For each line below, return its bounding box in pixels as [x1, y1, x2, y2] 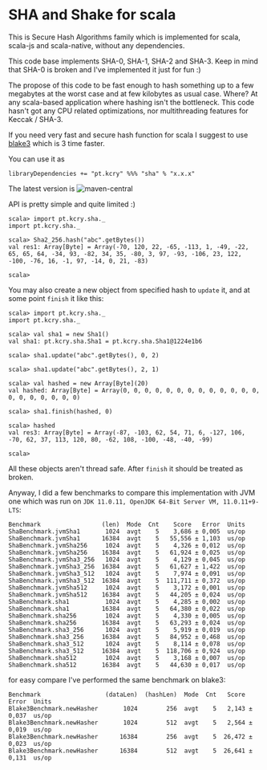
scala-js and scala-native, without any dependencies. [8, 40, 185, 50]
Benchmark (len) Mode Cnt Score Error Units [8, 520, 246, 528]
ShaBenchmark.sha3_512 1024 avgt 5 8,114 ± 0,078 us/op [8, 640, 246, 648]
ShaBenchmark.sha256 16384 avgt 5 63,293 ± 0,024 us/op [8, 618, 246, 627]
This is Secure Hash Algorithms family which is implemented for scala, [8, 32, 241, 42]
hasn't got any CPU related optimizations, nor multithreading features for [8, 106, 249, 116]
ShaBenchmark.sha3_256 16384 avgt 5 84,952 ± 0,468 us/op [8, 633, 246, 641]
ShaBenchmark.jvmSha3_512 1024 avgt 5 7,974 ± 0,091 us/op [8, 569, 246, 577]
